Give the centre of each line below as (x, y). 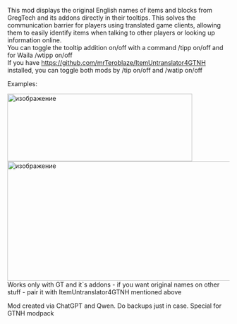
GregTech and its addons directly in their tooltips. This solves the (102, 18)
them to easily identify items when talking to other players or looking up (111, 32)
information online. (35, 40)
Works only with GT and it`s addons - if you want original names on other (114, 284)
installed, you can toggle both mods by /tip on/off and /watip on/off (105, 70)
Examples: (22, 84)
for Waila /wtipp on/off (40, 55)
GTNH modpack (31, 313)
